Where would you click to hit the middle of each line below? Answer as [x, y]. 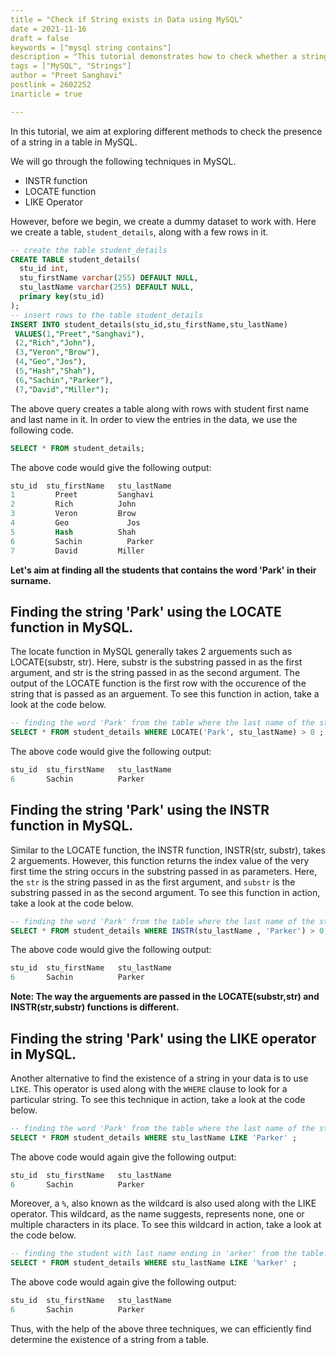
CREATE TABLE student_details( [75, 259]
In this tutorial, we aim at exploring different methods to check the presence [166, 131]
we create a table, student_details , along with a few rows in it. [139, 232]
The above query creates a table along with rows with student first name [160, 408]
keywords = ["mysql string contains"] [91, 47]
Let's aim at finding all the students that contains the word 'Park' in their [163, 570]
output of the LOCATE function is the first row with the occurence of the [158, 683]
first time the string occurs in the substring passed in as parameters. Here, [164, 871]
